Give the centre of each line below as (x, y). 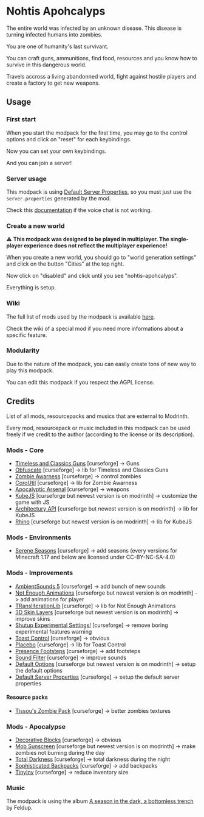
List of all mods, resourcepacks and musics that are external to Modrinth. (98, 416)
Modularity (23, 350)
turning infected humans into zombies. (54, 34)
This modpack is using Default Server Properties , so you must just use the (99, 192)
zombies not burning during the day (60, 753)
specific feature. (27, 335)
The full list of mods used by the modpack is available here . (81, 317)
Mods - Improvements (40, 573)
